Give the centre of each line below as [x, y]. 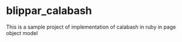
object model [22, 33]
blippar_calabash [49, 11]
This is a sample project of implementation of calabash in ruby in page [91, 27]
